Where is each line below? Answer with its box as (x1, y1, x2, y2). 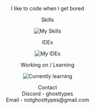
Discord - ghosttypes (22, 90, 73, 97)
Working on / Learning (20, 61, 75, 68)
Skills (40, 16, 55, 23)
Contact (38, 84, 57, 91)
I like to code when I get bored (11, 5, 84, 12)
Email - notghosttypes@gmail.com (5, 96, 90, 103)
